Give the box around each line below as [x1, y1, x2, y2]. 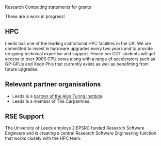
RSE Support [5, 113, 45, 121]
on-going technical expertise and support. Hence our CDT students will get [5, 50, 155, 56]
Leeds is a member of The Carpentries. [12, 98, 91, 104]
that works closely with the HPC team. [5, 135, 81, 141]
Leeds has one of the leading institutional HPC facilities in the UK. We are [5, 40, 151, 46]
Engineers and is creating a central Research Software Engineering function [5, 130, 157, 136]
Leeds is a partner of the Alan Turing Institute [12, 93, 103, 99]
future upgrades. [5, 66, 39, 72]
